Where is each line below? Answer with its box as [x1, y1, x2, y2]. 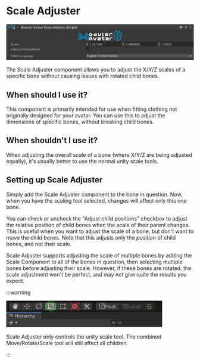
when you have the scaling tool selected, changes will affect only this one [6, 197, 187, 204]
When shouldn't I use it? [6, 135, 98, 145]
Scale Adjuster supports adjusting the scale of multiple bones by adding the [6, 252, 192, 259]
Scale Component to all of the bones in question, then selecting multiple [6, 258, 183, 265]
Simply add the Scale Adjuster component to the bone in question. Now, [6, 191, 183, 198]
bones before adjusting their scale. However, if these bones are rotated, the [6, 264, 192, 272]
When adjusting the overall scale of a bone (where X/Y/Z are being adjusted [6, 151, 192, 159]
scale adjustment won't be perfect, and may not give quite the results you [6, 271, 187, 278]
